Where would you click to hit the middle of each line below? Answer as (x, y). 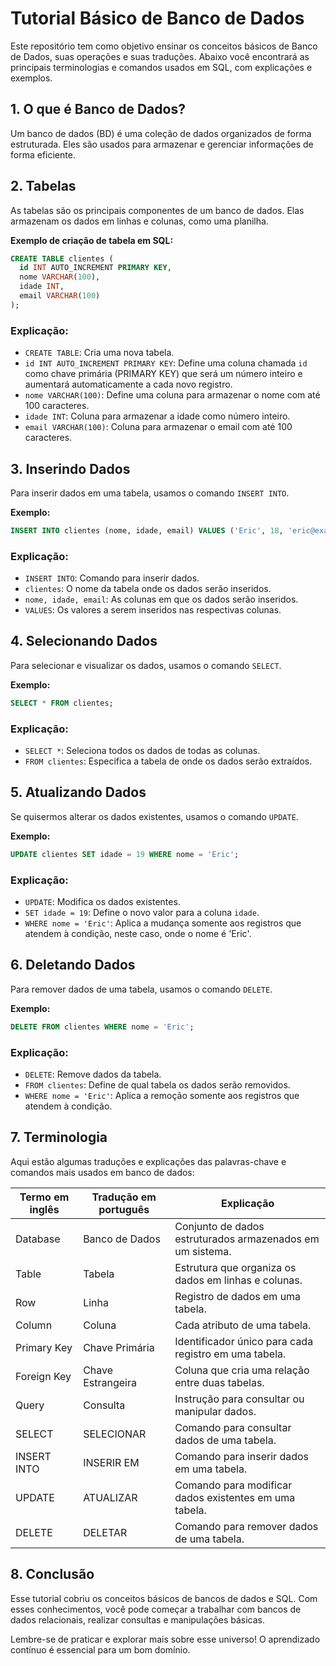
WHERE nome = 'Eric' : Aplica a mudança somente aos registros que (163, 923)
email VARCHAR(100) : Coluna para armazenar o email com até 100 (158, 427)
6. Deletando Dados (73, 965)
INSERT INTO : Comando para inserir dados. (112, 578)
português (124, 1209)
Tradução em (124, 1197)
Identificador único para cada (244, 1341)
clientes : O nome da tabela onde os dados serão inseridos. (148, 589)
